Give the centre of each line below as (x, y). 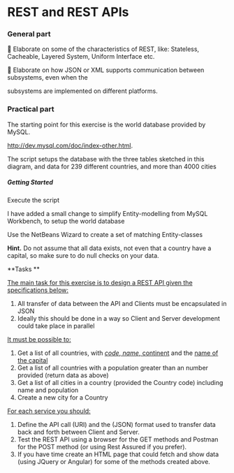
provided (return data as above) (63, 375)
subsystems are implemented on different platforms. (83, 91)
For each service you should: (49, 411)
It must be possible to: (39, 339)
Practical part (31, 109)
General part (29, 34)
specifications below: (38, 290)
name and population (48, 390)
